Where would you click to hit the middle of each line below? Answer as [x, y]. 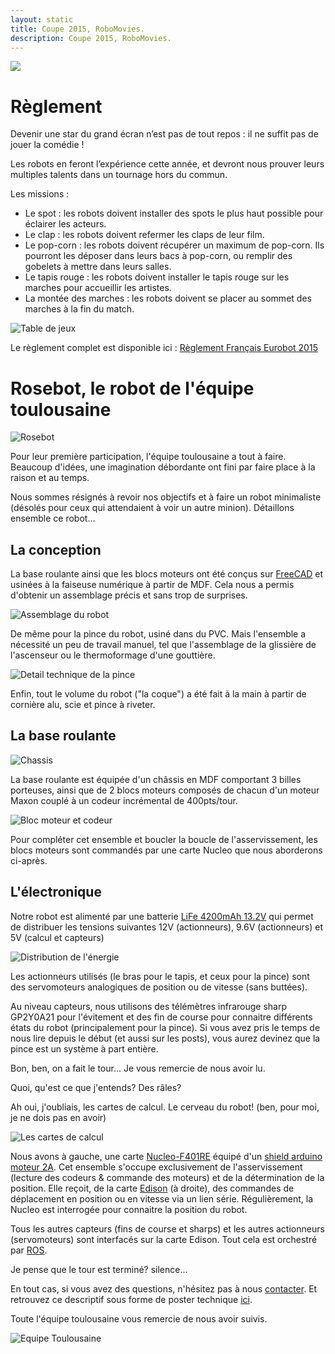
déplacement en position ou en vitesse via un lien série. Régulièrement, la [162, 1198]
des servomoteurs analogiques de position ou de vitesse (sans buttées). [159, 987]
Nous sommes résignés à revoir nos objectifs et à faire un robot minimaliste [166, 497]
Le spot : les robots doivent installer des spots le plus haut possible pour [174, 213]
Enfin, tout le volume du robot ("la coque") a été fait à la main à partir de [158, 694]
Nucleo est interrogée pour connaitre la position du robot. [129, 1209]
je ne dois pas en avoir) [58, 1117]
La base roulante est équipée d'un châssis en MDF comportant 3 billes [156, 779]
